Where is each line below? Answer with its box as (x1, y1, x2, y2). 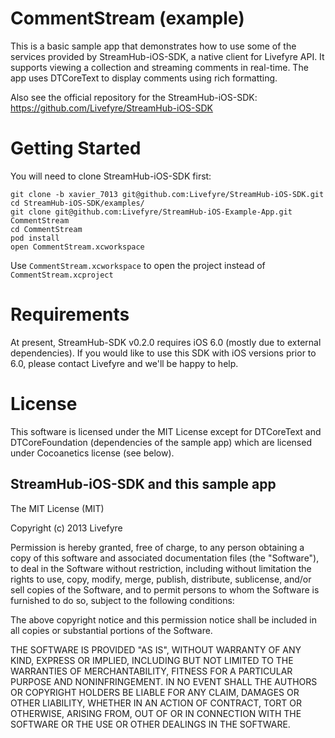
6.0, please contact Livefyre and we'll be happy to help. (10, 357, 239, 369)
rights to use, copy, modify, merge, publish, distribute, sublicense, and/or (10, 573, 312, 585)
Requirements (10, 303, 130, 326)
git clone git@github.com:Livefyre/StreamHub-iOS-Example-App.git (10, 207, 293, 217)
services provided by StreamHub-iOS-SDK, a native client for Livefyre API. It (10, 50, 325, 62)
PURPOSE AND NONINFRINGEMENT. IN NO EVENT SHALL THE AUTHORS (10, 675, 318, 687)
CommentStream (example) (10, 7, 245, 30)
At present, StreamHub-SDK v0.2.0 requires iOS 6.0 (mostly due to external (10, 336, 322, 348)
